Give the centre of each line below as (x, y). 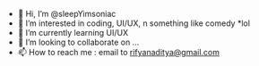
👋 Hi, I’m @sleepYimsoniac (67, 14)
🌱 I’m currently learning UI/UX (73, 33)
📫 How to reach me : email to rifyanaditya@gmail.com (119, 52)
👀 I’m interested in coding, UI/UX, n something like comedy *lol (134, 23)
